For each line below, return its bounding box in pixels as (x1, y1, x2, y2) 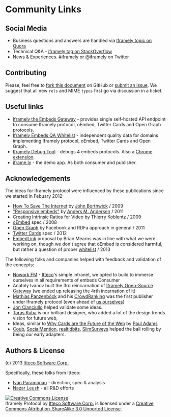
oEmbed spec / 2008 (12, 219, 58, 225)
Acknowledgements (5, 174, 71, 183)
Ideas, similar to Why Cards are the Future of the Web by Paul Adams (12, 320, 158, 327)
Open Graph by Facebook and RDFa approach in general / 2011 (12, 225, 145, 231)
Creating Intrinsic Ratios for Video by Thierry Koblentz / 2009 (12, 214, 141, 220)
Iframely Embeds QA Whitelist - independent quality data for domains (12, 132, 159, 138)
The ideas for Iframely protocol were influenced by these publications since (5, 188, 164, 194)
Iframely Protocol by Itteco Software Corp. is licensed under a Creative (5, 400, 154, 407)
